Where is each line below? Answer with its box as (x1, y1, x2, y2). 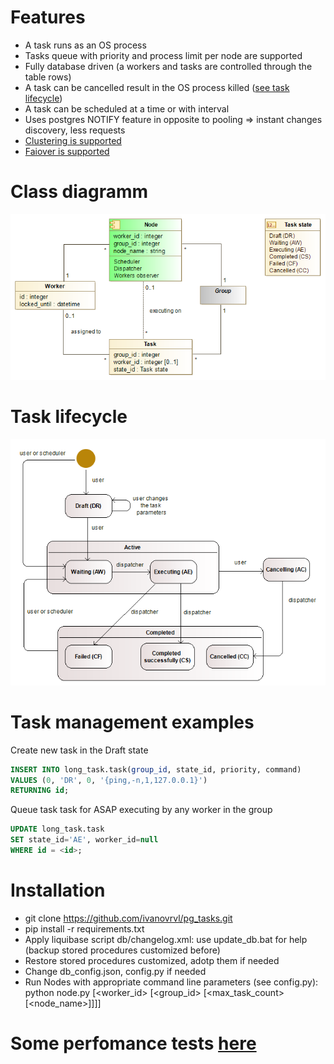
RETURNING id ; (10, 786, 70, 796)
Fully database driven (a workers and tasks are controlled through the (24, 60, 313, 72)
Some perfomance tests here (10, 1032, 257, 1055)
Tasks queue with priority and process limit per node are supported (24, 49, 303, 61)
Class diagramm (10, 181, 149, 203)
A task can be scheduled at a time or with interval (24, 102, 230, 115)
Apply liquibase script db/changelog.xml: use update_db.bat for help (24, 933, 308, 945)
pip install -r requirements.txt (24, 922, 145, 935)
